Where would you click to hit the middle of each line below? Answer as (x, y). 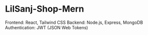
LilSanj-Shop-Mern (45, 9)
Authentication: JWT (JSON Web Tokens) (47, 27)
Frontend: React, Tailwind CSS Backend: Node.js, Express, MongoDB (74, 22)
